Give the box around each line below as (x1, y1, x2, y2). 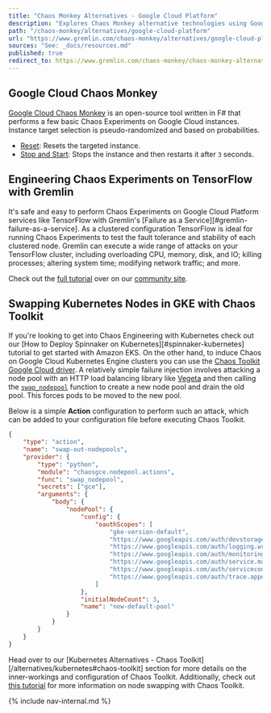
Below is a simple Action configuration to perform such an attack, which (8, 406, 249, 416)
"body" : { (51, 498, 85, 506)
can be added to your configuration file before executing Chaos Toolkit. (8, 415, 246, 425)
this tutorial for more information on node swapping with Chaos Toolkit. (8, 680, 244, 690)
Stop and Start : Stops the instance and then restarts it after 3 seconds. (19, 149, 254, 159)
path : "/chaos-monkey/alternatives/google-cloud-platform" (8, 27, 211, 35)
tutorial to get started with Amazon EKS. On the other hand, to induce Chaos (8, 348, 262, 358)
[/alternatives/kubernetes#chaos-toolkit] (8, 663, 144, 673)
